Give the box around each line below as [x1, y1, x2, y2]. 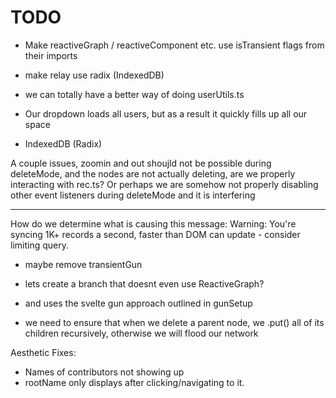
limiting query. [10, 239, 69, 251]
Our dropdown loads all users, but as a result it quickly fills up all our [24, 107, 308, 120]
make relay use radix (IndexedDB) [24, 69, 165, 81]
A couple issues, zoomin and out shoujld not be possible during [10, 157, 272, 169]
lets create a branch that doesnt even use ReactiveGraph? [24, 277, 265, 290]
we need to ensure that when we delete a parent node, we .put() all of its [24, 316, 325, 328]
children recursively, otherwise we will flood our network [24, 327, 259, 339]
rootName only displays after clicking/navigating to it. [24, 376, 245, 388]
